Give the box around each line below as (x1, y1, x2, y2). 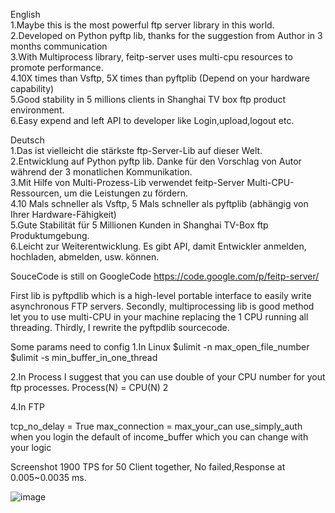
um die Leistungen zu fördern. (63, 187, 189, 199)
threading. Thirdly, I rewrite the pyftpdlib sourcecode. (10, 322, 230, 333)
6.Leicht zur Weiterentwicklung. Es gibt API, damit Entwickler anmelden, (10, 240, 307, 252)
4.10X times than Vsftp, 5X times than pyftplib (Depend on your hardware (10, 72, 311, 84)
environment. (10, 104, 65, 116)
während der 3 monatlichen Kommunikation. (10, 166, 193, 178)
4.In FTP (10, 401, 45, 413)
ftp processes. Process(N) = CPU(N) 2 (10, 382, 169, 393)
